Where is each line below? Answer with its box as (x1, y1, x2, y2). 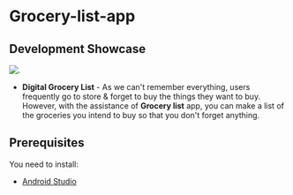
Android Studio (21, 176, 77, 186)
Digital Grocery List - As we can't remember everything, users (21, 82, 251, 92)
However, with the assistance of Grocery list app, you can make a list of (21, 101, 285, 111)
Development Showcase (9, 41, 146, 56)
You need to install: (9, 159, 79, 169)
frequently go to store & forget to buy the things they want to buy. (21, 91, 261, 101)
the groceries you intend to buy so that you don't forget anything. (21, 110, 260, 120)
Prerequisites (9, 135, 85, 151)
